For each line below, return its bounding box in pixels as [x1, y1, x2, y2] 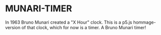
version [5, 24, 21, 30]
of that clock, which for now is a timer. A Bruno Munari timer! [21, 24, 146, 30]
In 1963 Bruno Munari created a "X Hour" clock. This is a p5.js [5, 19, 132, 25]
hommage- [133, 19, 156, 25]
